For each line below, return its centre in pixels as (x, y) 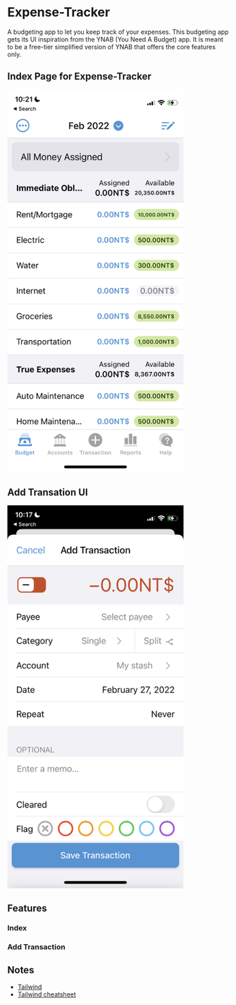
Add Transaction (36, 947)
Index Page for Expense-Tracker (79, 77)
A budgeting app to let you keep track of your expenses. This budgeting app (118, 32)
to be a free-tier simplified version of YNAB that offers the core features (112, 47)
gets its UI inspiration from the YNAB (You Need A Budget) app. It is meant (116, 39)
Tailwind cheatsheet (46, 994)
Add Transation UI (48, 492)
